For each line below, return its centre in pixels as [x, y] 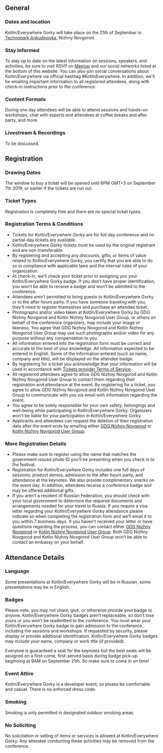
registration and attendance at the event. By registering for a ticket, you [84, 384]
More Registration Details [36, 444]
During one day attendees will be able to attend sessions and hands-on [76, 110]
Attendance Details [35, 557]
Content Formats [26, 99]
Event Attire [19, 674]
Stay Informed [22, 50]
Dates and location [28, 22]
